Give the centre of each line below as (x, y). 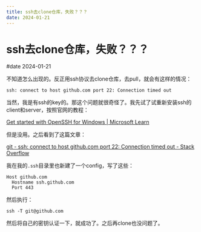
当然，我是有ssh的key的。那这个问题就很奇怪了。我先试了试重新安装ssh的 (99, 102)
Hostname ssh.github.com (43, 182)
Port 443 (23, 188)
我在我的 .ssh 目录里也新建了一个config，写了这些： (70, 166)
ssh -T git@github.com (35, 211)
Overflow (18, 153)
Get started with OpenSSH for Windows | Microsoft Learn (78, 122)
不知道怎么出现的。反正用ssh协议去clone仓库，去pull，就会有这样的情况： (99, 79)
